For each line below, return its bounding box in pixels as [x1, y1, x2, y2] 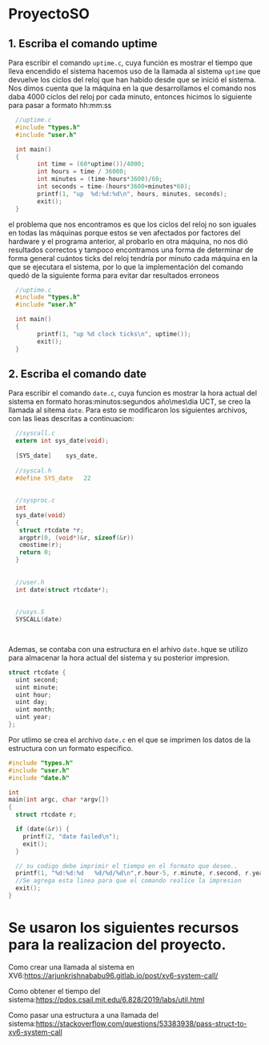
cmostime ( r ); [18, 541, 62, 549]
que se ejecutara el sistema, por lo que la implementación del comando [8, 262, 244, 271]
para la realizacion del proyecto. [8, 936, 227, 954]
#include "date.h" [8, 774, 70, 782]
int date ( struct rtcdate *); [15, 585, 110, 593]
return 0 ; [18, 549, 52, 557]
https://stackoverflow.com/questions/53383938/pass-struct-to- [35, 1019, 247, 1028]
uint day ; [15, 698, 48, 706]
